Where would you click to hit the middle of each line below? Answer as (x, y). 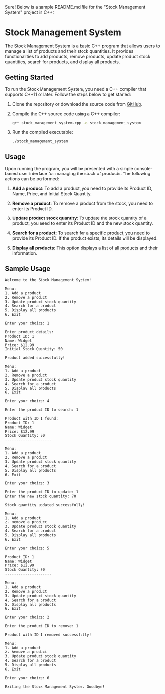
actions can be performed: (32, 179)
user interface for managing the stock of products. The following (85, 174)
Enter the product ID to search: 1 (42, 410)
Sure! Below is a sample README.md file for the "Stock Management (75, 7)
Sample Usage (28, 269)
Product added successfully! (35, 358)
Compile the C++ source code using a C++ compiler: (66, 114)
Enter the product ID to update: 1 (42, 492)
